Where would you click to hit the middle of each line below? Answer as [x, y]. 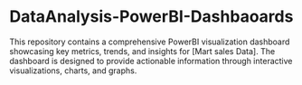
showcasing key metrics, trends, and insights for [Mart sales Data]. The [142, 51]
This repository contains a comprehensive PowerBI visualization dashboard [150, 42]
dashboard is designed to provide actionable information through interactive [151, 61]
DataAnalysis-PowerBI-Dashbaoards [151, 17]
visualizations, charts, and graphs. [73, 71]
